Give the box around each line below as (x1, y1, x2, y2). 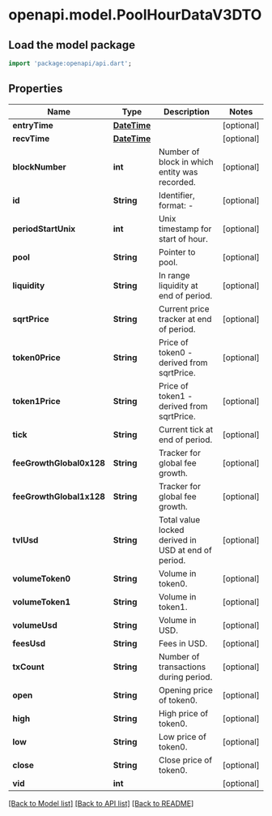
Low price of (158, 731, 206, 742)
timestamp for (158, 223, 212, 234)
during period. (158, 671, 213, 682)
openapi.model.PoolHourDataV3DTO (8, 6, 262, 24)
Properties (8, 82, 63, 96)
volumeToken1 (12, 596, 71, 608)
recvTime (12, 132, 50, 144)
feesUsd (12, 638, 46, 649)
